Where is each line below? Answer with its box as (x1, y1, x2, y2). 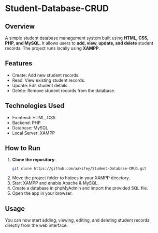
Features (5, 59, 32, 68)
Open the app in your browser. (12, 190, 73, 196)
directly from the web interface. (5, 222, 68, 228)
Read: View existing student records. (12, 77, 86, 83)
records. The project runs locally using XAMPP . (5, 46, 100, 51)
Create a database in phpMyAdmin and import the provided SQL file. (12, 185, 148, 191)
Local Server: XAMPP (12, 130, 55, 136)
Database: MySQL (12, 124, 48, 131)
